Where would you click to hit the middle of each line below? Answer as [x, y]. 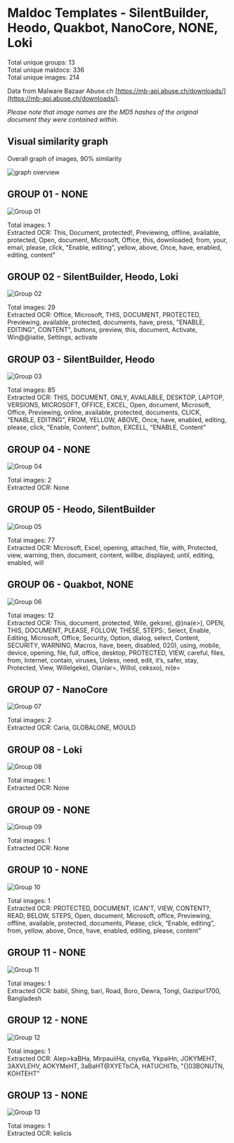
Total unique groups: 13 [41, 62]
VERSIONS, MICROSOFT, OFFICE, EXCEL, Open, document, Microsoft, [109, 405]
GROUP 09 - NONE [49, 810]
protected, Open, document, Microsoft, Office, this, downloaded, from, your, [118, 240]
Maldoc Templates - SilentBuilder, [108, 13]
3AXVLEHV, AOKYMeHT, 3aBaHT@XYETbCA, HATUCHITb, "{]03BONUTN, [116, 1066]
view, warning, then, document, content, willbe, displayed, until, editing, [111, 555]
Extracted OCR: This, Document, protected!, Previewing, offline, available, [114, 232]
